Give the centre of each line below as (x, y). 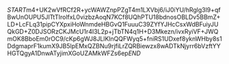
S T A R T (17, 10)
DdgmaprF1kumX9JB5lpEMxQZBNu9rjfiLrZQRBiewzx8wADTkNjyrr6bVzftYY (114, 46)
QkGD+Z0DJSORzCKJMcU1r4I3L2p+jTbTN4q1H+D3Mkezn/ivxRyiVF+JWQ (113, 31)
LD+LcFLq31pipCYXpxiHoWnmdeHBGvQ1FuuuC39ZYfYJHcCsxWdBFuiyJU (113, 24)
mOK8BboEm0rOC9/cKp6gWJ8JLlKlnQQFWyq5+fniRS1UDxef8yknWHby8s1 (114, 39)
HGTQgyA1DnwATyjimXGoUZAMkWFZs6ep (68, 53)
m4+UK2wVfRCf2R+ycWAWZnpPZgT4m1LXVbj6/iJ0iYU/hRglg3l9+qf (123, 10)
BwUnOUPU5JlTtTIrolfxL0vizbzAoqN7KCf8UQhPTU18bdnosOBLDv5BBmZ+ (114, 17)
